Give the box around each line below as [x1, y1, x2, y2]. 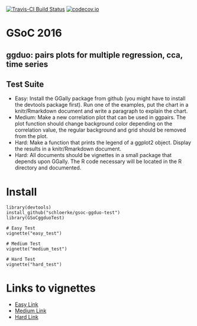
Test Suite [6, 79, 44, 89]
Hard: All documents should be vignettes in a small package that [14, 152, 172, 159]
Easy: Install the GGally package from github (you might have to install [14, 95, 186, 102]
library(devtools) [6, 204, 51, 210]
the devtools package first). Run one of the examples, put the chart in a [14, 101, 189, 108]
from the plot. [14, 133, 49, 140]
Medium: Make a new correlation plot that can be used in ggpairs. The [14, 114, 186, 121]
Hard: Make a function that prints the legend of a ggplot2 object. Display [14, 139, 191, 146]
